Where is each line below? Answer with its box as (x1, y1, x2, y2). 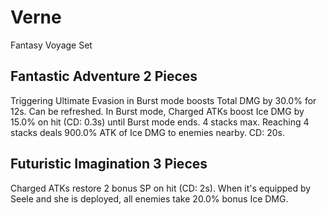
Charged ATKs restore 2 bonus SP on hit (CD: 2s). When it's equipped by (10, 182, 312, 194)
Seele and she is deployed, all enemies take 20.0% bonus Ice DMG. (10, 192, 289, 205)
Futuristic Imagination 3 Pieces (10, 156, 208, 173)
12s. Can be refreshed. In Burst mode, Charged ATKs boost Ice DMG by (10, 105, 305, 117)
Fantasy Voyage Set (10, 39, 93, 51)
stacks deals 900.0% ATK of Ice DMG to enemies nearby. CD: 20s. (10, 126, 285, 138)
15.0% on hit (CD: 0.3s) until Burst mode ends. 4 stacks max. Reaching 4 (10, 116, 310, 128)
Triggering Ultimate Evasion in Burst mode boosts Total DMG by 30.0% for (10, 94, 317, 106)
